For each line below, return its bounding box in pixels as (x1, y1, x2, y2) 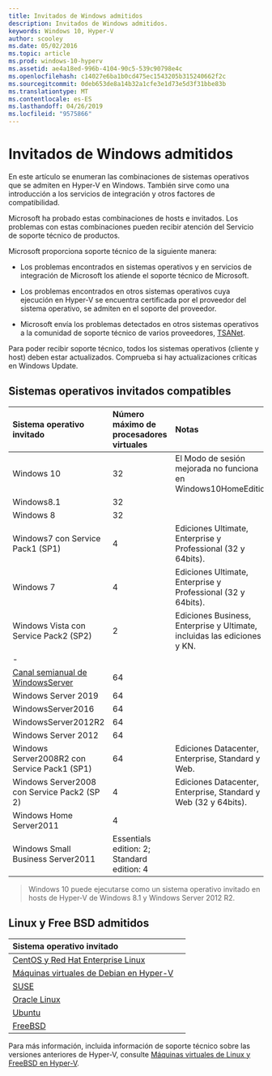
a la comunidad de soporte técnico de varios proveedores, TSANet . (19, 328, 245, 338)
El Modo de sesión (175, 452, 245, 463)
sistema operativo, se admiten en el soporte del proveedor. (19, 303, 217, 313)
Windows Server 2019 (12, 690, 99, 701)
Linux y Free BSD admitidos (8, 916, 150, 930)
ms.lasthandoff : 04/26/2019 (8, 102, 104, 110)
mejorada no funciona (175, 463, 259, 474)
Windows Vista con (12, 620, 87, 631)
